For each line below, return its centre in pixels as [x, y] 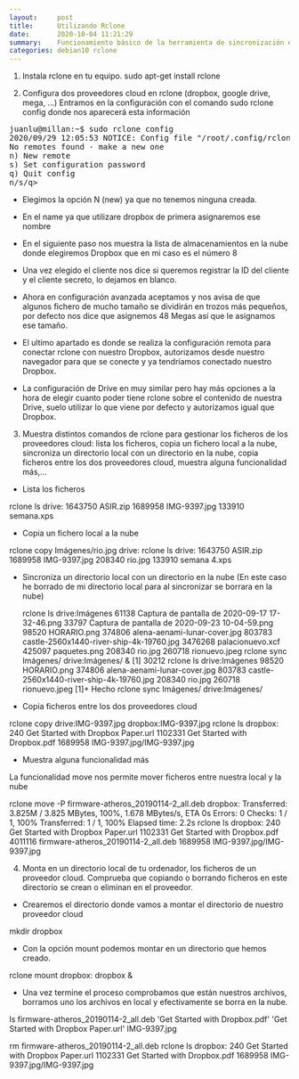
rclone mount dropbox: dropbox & [71, 976]
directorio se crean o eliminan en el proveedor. [107, 887]
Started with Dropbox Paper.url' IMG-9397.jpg [93, 1029]
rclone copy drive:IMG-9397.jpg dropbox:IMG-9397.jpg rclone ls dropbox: [144, 723]
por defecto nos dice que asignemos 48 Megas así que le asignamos [149, 316]
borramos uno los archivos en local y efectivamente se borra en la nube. [155, 1002]
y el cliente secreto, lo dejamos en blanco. [99, 280]
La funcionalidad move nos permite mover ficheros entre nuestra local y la [145, 777]
